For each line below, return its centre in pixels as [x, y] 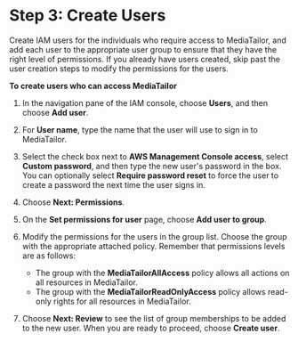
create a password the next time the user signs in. [114, 184]
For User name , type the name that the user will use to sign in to [140, 129]
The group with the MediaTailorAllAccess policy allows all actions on [162, 273]
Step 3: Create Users [88, 16]
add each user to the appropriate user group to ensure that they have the [143, 49]
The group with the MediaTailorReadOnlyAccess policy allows [150, 291]
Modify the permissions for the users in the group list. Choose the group [154, 236]
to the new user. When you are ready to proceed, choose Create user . [151, 328]
